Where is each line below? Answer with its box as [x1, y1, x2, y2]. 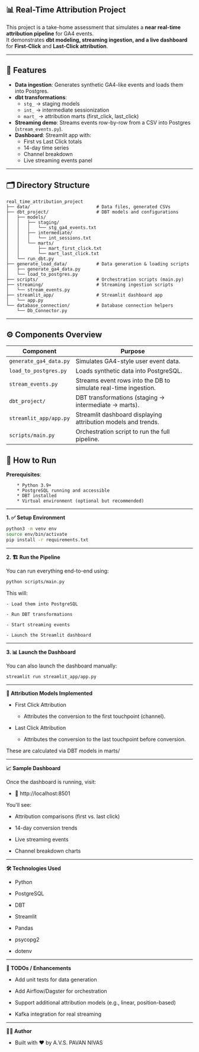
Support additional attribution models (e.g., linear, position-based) [14, 999, 176, 1006]
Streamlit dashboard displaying [75, 411, 162, 419]
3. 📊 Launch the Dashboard [6, 649, 76, 656]
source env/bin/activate [6, 531, 68, 537]
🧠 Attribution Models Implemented [6, 690, 93, 697]
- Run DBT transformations [6, 611, 73, 617]
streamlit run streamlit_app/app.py [6, 673, 97, 679]
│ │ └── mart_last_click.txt [6, 251, 99, 257]
